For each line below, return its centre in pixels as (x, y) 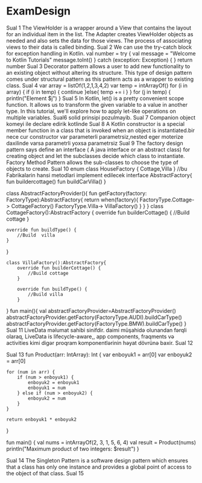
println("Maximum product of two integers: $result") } (73, 449)
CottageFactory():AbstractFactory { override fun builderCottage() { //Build (98, 212)
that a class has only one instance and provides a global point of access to (99, 467)
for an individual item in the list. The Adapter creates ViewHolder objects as (100, 34)
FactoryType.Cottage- (167, 200)
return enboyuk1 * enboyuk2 (42, 419)
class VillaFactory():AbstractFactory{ (56, 263)
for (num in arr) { (31, 372)
